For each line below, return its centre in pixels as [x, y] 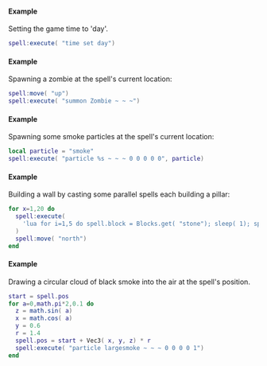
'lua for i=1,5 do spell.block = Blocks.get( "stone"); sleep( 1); [136, 224]
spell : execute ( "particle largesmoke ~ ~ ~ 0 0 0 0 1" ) [110, 348]
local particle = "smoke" [51, 151]
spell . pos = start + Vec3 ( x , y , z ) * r [83, 341]
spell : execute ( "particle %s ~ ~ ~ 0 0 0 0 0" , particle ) [106, 159]
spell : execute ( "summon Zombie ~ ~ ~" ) [74, 101]
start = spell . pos [39, 296]
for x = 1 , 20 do [32, 209]
